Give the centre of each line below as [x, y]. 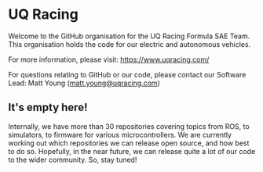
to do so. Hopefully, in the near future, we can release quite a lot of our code [132, 151]
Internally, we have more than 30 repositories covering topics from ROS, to [129, 126]
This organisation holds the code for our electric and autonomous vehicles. [130, 44]
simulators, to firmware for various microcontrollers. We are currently [120, 134]
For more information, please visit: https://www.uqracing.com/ [109, 59]
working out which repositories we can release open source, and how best [129, 143]
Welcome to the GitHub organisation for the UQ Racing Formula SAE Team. [129, 36]
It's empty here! [48, 107]
